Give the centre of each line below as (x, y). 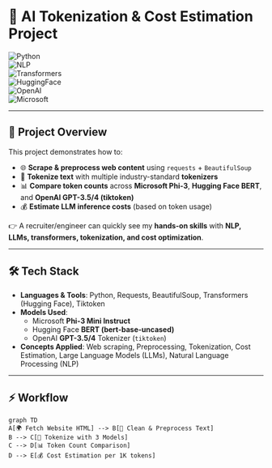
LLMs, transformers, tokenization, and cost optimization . (106, 237)
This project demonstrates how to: (66, 151)
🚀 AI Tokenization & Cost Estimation (131, 17)
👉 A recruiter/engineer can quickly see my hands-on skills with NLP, (125, 225)
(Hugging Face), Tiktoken (62, 304)
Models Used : (44, 312)
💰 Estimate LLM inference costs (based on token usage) (116, 206)
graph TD (23, 420)
